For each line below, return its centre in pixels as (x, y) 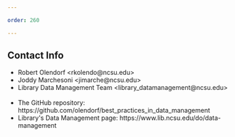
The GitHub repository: (51, 103)
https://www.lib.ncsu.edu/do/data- (170, 118)
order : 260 (23, 20)
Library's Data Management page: (68, 118)
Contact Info (36, 55)
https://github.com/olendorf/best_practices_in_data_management (114, 111)
